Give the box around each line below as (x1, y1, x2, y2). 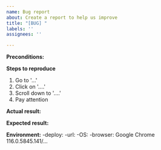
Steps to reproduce (6, 65, 56, 73)
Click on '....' (15, 83, 46, 91)
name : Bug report (6, 8, 50, 15)
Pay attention (15, 96, 48, 103)
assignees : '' (6, 31, 42, 37)
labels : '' (6, 25, 34, 32)
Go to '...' (15, 77, 38, 84)
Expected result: (6, 119, 49, 127)
